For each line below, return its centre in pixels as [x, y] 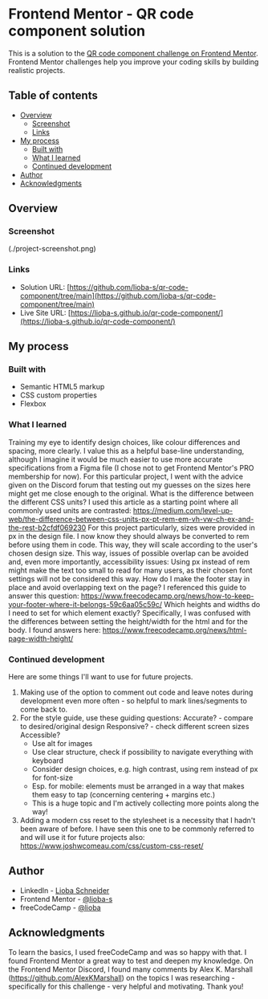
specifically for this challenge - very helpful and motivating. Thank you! [126, 986]
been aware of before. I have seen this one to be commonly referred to [137, 829]
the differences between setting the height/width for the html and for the [128, 621]
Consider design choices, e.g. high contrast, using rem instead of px [145, 769]
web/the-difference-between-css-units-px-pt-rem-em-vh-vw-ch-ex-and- [131, 519]
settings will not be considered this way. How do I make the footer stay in [129, 578]
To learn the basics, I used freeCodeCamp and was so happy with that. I [128, 952]
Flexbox [33, 404]
